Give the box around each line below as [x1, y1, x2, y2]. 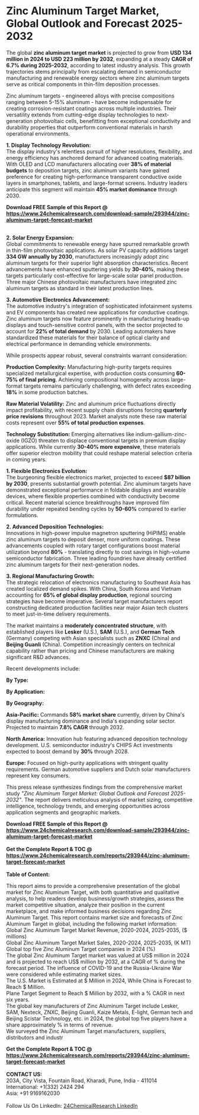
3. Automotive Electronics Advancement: [6, 296, 110, 303]
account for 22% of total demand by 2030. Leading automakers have [6, 327, 176, 335]
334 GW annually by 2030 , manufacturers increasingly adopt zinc [6, 253, 169, 260]
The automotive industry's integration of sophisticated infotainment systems [6, 302, 192, 310]
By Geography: [6, 700, 44, 707]
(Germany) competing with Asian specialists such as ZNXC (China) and [6, 634, 181, 641]
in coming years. [6, 456, 47, 463]
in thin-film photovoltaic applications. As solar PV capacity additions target [6, 247, 188, 254]
